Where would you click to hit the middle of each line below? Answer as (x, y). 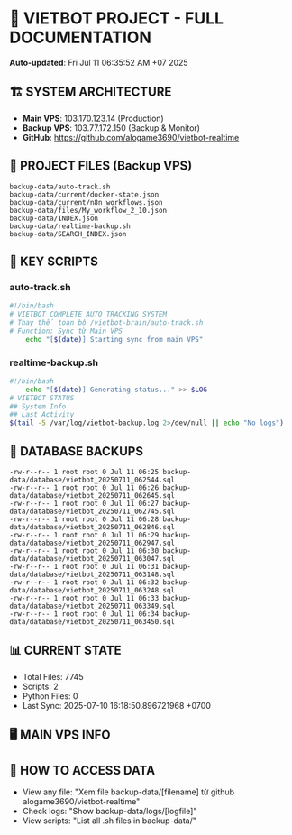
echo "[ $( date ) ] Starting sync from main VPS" (114, 339)
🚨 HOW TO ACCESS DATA (82, 770)
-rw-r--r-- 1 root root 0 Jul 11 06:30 (84, 551)
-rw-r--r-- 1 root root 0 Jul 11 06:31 (84, 566)
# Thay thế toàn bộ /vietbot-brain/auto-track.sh (106, 323)
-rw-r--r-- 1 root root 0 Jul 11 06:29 (84, 535)
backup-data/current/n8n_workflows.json (87, 202)
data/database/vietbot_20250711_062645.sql (92, 495)
